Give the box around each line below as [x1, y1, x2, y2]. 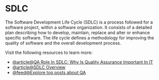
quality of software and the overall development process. [5, 40, 121, 46]
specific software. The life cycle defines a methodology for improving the [5, 35, 155, 41]
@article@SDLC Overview [12, 64, 66, 70]
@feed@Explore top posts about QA [12, 69, 86, 75]
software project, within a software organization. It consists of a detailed [5, 24, 152, 30]
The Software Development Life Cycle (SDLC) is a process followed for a [5, 19, 153, 25]
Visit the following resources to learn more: [5, 50, 93, 55]
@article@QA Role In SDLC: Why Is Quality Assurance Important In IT [12, 59, 153, 65]
